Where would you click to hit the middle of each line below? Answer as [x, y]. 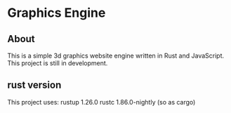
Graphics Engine [57, 13]
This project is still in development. [58, 63]
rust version [34, 85]
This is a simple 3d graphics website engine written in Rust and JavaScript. [116, 55]
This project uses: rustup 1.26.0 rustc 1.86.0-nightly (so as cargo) [101, 102]
